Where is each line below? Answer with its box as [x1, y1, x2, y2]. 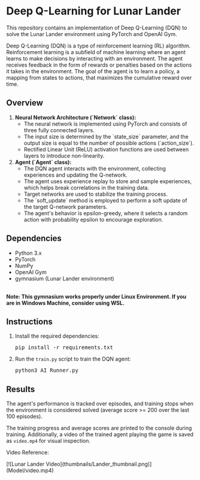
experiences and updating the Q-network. [23, 171, 128, 178]
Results [6, 384, 35, 394]
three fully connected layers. [23, 126, 95, 133]
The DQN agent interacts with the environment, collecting [23, 165, 166, 172]
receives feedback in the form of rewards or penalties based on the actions [6, 61, 192, 68]
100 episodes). [6, 413, 43, 420]
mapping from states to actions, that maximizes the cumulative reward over [6, 74, 192, 81]
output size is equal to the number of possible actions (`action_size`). [23, 139, 195, 147]
